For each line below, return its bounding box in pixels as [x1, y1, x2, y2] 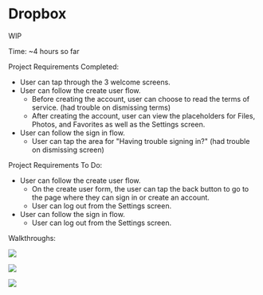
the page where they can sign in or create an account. [31, 192, 210, 202]
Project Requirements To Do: [8, 160, 103, 169]
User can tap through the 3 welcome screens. [19, 77, 171, 87]
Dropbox [8, 5, 67, 23]
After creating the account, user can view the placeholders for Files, [31, 111, 256, 120]
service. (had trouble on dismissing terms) [31, 103, 171, 112]
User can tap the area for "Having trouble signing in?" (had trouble [31, 136, 250, 146]
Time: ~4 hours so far [8, 46, 80, 56]
